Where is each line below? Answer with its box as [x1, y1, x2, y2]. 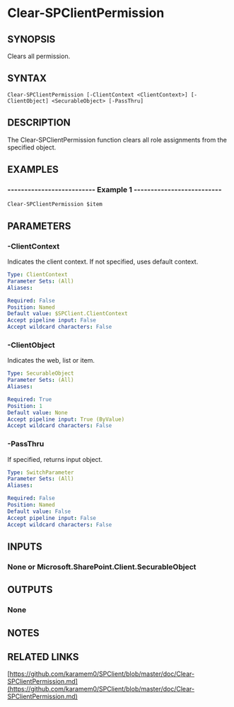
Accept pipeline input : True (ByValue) [7, 416, 125, 423]
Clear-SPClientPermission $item [7, 200, 103, 208]
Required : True [7, 395, 52, 403]
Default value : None [7, 409, 69, 416]
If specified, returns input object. [7, 455, 103, 463]
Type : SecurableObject [7, 370, 74, 377]
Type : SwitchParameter [7, 469, 74, 476]
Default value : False [7, 508, 71, 515]
